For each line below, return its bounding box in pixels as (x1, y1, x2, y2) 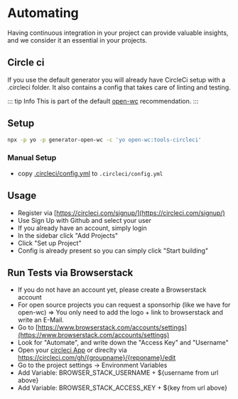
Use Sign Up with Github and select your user (17, 216, 151, 224)
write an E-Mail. (17, 316, 64, 324)
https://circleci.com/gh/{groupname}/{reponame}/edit (17, 354, 176, 362)
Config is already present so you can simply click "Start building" (17, 246, 208, 255)
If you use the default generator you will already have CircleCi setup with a (7, 75, 226, 84)
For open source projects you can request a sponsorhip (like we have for (17, 300, 231, 310)
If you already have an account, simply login (17, 224, 147, 232)
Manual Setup (7, 153, 57, 163)
